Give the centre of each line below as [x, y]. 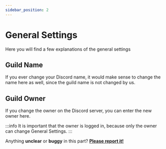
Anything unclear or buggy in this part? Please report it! [64, 141]
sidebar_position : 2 [27, 10]
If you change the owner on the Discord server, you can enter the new [79, 111]
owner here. [18, 116]
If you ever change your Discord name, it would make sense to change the [83, 77]
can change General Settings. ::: [39, 131]
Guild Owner [25, 99]
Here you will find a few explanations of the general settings [68, 49]
